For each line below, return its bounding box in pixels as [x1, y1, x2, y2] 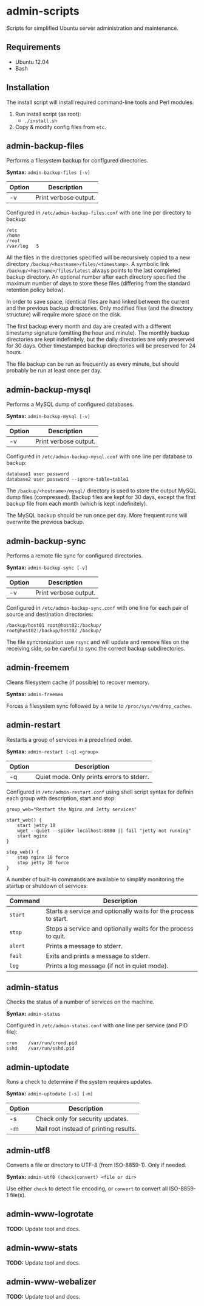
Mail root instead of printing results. [35, 1125, 137, 1133]
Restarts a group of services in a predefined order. [6, 736, 133, 743]
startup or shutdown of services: [6, 882, 88, 889]
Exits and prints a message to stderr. [46, 951, 151, 960]
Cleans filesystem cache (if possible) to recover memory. [6, 679, 150, 686]
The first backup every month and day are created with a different [6, 323, 171, 330]
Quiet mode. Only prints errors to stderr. [35, 772, 150, 781]
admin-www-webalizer [6, 1277, 97, 1287]
